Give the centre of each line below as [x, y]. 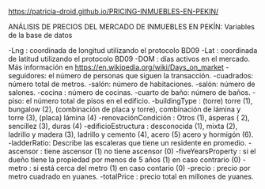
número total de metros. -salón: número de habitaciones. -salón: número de [132, 84]
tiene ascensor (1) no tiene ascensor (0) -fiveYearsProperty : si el [150, 151]
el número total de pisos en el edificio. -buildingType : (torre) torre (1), [139, 101]
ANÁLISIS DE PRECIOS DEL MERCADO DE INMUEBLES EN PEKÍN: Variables [132, 26]
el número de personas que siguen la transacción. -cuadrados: [151, 76]
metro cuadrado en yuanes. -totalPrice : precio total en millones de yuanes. [131, 176]
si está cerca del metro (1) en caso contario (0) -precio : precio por [142, 168]
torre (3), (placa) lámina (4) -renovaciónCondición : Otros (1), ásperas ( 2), [129, 117]
